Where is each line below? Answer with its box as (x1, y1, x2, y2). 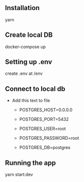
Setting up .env (5, 58, 52, 66)
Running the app (5, 159, 56, 167)
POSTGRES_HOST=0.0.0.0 (19, 107, 73, 113)
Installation (5, 4, 40, 12)
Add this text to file (12, 98, 50, 103)
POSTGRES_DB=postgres (19, 145, 70, 150)
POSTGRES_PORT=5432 (19, 116, 69, 122)
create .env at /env (5, 70, 43, 77)
